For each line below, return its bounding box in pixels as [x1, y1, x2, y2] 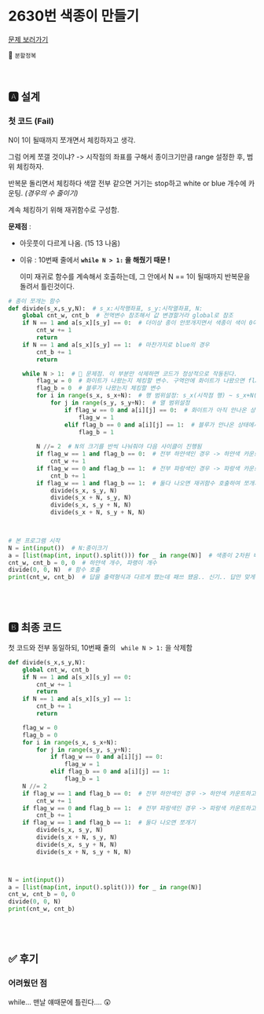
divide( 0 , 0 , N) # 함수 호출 [8, 566, 101, 574]
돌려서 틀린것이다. [19, 281, 75, 291]
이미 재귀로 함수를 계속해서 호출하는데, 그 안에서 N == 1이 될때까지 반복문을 [19, 272, 251, 281]
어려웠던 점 [8, 978, 48, 989]
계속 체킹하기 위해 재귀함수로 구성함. [8, 205, 119, 214]
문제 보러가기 [8, 35, 49, 44]
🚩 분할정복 [8, 50, 37, 60]
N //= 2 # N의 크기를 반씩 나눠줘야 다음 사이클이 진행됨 [36, 443, 203, 451]
